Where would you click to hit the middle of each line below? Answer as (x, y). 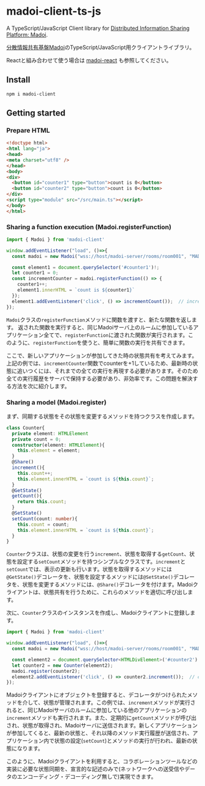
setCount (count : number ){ (45, 519)
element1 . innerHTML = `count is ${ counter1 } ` (76, 290)
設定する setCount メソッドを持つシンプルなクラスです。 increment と (101, 562)
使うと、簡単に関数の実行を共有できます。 (135, 342)
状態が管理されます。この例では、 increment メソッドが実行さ (119, 703)
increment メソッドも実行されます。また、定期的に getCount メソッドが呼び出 (102, 718)
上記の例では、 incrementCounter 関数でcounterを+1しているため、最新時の (99, 363)
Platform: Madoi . (27, 34)
